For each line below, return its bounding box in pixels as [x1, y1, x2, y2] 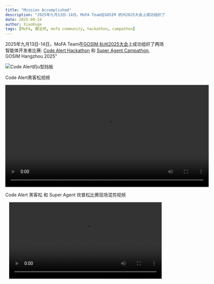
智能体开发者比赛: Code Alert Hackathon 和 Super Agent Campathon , [5, 47, 150, 54]
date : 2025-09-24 [5, 17, 42, 22]
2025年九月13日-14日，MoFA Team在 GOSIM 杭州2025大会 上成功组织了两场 [5, 41, 164, 47]
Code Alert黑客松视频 [5, 74, 50, 81]
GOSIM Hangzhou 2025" [5, 53, 57, 59]
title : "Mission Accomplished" [5, 7, 72, 13]
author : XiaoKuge [5, 21, 42, 27]
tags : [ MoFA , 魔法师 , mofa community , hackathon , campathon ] [5, 27, 136, 32]
